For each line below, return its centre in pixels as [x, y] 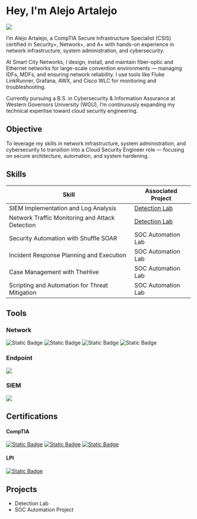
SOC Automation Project [44, 510]
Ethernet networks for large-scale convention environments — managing [94, 68]
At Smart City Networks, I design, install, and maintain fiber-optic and [90, 62]
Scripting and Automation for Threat [59, 285]
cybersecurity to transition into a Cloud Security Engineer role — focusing [95, 149]
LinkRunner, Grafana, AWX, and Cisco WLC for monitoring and [81, 80]
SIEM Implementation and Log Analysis [63, 208]
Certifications [32, 417]
